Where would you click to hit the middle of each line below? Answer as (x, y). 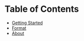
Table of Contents (42, 9)
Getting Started (27, 23)
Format (19, 28)
